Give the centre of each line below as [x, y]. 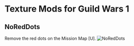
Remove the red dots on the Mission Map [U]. [50, 38]
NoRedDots [22, 27]
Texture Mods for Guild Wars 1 [67, 9]
